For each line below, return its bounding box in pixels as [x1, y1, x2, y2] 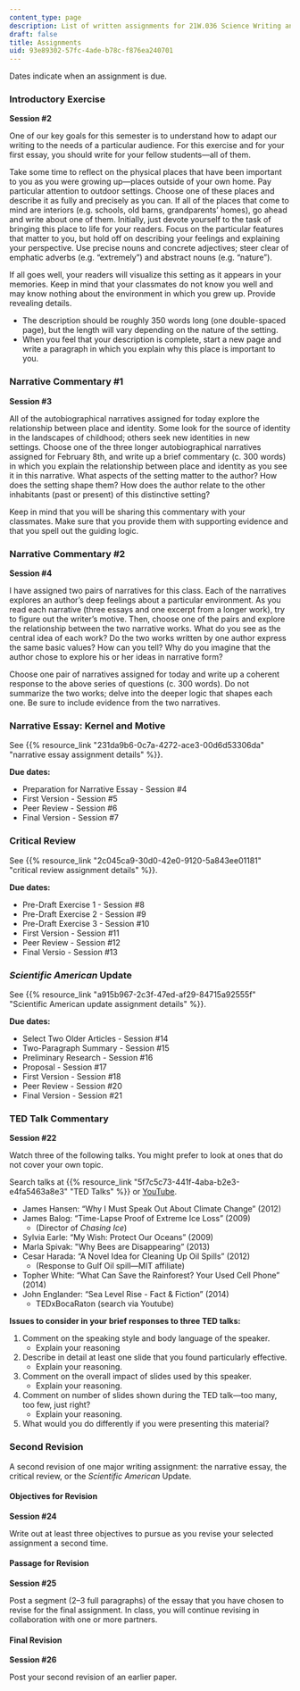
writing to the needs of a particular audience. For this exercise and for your [9, 140, 285, 151]
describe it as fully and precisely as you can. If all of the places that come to [9, 196, 290, 206]
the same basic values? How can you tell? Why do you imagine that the [9, 642, 271, 653]
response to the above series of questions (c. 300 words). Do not [9, 679, 250, 689]
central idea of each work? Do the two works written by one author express [9, 633, 287, 644]
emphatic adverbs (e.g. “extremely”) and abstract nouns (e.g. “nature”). [9, 252, 272, 263]
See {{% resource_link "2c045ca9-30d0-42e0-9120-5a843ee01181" [9, 854, 262, 866]
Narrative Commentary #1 [9, 376, 124, 388]
